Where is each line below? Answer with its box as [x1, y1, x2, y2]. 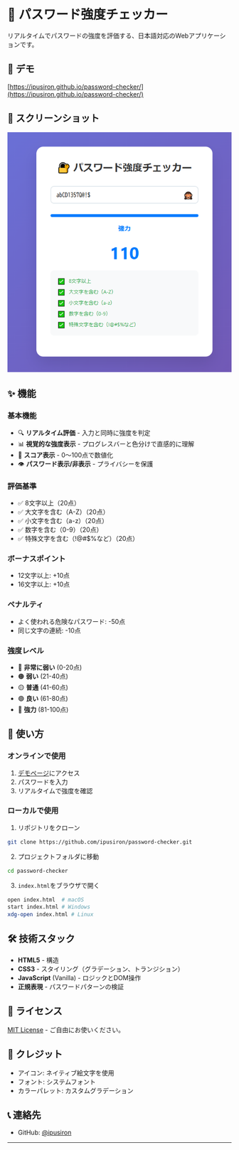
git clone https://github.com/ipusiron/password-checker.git [7, 838, 193, 846]
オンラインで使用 [7, 751, 66, 761]
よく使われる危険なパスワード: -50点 [17, 617, 126, 625]
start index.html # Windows [7, 903, 91, 910]
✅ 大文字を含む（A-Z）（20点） [17, 507, 110, 516]
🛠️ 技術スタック [7, 933, 75, 945]
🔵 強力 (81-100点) [17, 705, 69, 714]
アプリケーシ [188, 31, 226, 40]
